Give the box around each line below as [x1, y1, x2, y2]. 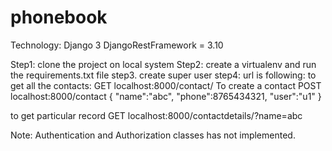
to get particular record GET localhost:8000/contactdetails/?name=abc [10, 109, 303, 121]
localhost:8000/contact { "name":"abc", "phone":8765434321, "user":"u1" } [10, 90, 322, 102]
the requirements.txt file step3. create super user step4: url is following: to [10, 69, 317, 81]
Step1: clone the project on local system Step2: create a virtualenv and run [10, 58, 317, 70]
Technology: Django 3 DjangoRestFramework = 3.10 [10, 39, 224, 51]
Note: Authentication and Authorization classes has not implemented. [10, 129, 296, 141]
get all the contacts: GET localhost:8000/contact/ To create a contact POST [10, 79, 322, 91]
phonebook [10, 6, 108, 29]
